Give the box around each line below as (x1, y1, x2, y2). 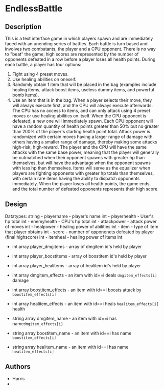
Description (5, 23, 42, 31)
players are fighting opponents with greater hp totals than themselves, (12, 170, 154, 176)
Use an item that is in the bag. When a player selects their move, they (12, 97, 152, 103)
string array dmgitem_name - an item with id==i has (12, 315, 117, 321)
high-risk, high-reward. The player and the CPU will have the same (12, 144, 147, 150)
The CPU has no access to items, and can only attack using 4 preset (12, 108, 151, 113)
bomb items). (12, 92, 39, 98)
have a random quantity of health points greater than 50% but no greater (12, 123, 160, 129)
